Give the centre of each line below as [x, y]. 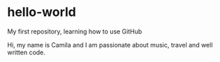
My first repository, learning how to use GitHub [75, 31]
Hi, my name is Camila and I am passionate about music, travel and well [110, 45]
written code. [26, 52]
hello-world [42, 12]
